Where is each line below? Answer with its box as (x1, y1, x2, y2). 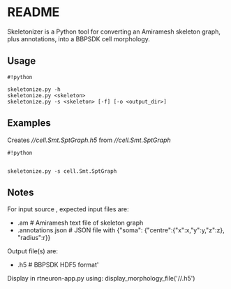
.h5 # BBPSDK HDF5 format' (17, 260, 99, 269)
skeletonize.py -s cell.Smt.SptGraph (7, 167, 117, 175)
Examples (7, 117, 51, 129)
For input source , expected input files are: (7, 205, 129, 213)
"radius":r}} (17, 234, 51, 242)
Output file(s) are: (7, 247, 58, 255)
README (7, 4, 60, 20)
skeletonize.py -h (7, 85, 61, 93)
